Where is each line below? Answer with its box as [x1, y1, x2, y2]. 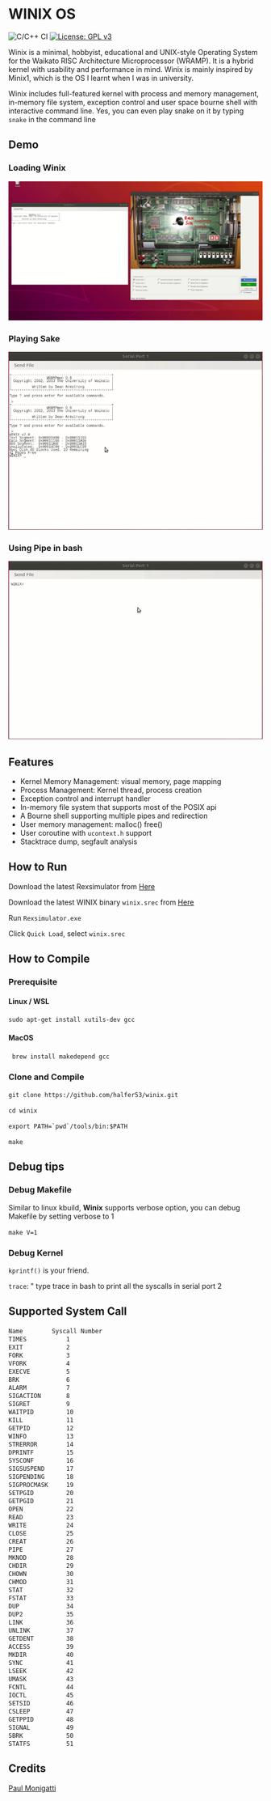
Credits [8, 1761, 47, 1776]
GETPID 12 [8, 1424, 74, 1432]
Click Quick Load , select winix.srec [8, 928, 126, 939]
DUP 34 [8, 1602, 74, 1610]
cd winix [8, 1106, 38, 1115]
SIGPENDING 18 [8, 1473, 74, 1481]
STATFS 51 [8, 1740, 74, 1748]
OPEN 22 [8, 1505, 74, 1513]
